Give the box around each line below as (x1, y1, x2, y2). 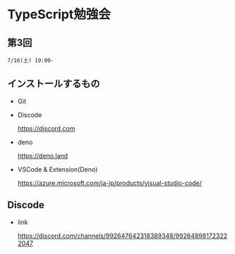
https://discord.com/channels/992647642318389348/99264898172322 (17, 231, 228, 240)
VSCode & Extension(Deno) (17, 165, 98, 173)
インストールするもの (7, 78, 100, 90)
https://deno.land (17, 151, 68, 160)
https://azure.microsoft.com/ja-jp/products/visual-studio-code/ (17, 179, 203, 187)
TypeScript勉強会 (7, 6, 111, 23)
